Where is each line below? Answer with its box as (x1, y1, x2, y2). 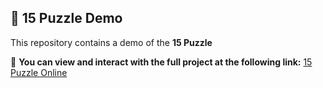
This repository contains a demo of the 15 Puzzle (10, 36, 213, 48)
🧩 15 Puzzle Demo (10, 10, 123, 27)
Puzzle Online (10, 66, 68, 78)
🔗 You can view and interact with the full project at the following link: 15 (10, 56, 313, 68)
